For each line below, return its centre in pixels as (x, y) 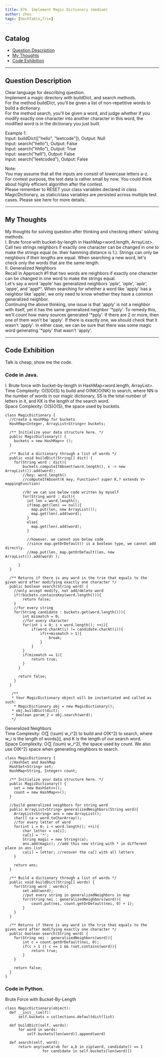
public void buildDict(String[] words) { (52, 882)
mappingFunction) (23, 483)
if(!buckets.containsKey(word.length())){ (58, 595)
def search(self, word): (35, 1043)
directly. (15, 548)
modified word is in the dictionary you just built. (53, 124)
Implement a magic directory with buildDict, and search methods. (71, 98)
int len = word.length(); (53, 501)
